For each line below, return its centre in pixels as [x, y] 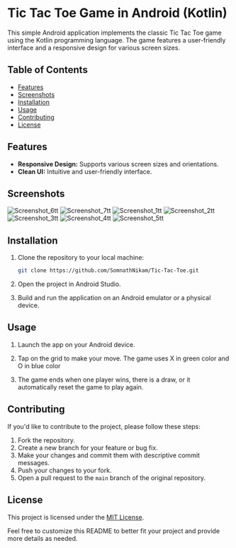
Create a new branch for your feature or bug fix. [88, 447]
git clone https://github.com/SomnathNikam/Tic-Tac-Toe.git [108, 270]
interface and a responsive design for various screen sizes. [94, 47]
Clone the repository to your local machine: [80, 258]
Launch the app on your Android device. [77, 344]
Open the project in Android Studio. [69, 284]
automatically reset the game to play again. [80, 387]
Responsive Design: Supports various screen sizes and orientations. [118, 164]
